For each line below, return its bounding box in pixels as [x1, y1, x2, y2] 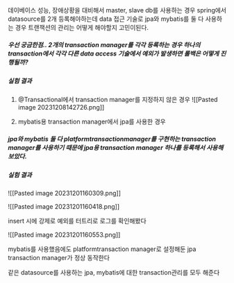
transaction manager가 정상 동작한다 [8, 253, 110, 261]
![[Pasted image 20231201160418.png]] [8, 202, 120, 210]
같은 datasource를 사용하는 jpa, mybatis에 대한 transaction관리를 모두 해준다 [8, 268, 220, 276]
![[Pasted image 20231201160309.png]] [8, 189, 121, 197]
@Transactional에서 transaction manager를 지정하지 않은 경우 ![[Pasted [17, 96, 218, 104]
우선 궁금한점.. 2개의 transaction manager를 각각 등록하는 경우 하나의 [8, 40, 201, 49]
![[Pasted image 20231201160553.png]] [8, 230, 121, 239]
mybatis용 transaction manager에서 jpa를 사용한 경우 [17, 117, 166, 126]
